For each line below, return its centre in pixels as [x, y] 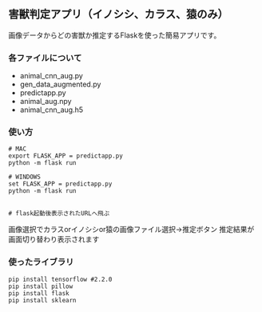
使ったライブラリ [41, 262]
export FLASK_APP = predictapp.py [66, 156]
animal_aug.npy [46, 102]
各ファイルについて [45, 58]
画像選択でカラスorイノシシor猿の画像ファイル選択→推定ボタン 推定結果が [131, 230]
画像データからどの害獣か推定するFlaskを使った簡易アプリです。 [115, 35]
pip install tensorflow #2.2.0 [60, 279]
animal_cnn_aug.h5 [52, 110]
